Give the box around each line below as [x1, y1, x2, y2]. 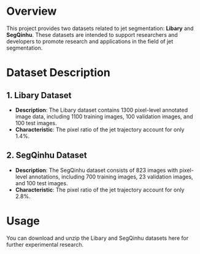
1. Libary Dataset [6, 90, 72, 101]
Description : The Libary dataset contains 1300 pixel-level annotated [15, 106, 188, 114]
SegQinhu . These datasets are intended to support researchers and [6, 31, 178, 38]
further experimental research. [6, 241, 84, 248]
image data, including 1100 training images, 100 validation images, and [15, 112, 193, 120]
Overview [6, 4, 57, 18]
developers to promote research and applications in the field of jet [6, 37, 174, 45]
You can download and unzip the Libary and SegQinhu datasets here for [6, 234, 189, 242]
